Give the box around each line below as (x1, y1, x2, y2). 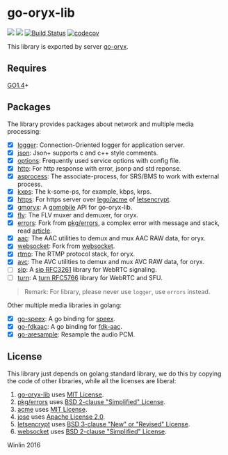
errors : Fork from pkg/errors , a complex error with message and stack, (17, 219, 220, 227)
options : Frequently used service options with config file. (17, 156, 181, 164)
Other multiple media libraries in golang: (7, 301, 122, 309)
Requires (7, 63, 47, 75)
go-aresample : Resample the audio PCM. (17, 330, 136, 339)
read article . (17, 226, 52, 235)
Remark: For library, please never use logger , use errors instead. (24, 287, 211, 295)
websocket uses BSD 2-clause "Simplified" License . (17, 427, 167, 435)
